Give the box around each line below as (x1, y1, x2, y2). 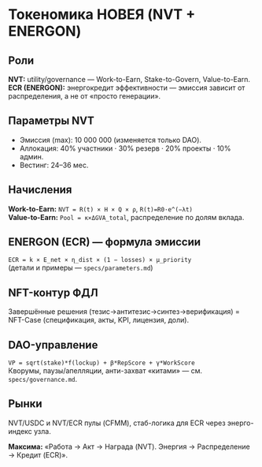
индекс (8, 426, 33, 435)
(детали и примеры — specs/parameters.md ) (8, 263, 153, 273)
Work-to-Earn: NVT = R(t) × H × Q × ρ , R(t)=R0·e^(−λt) (8, 204, 193, 214)
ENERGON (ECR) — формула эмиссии (8, 235, 201, 249)
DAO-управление (8, 338, 98, 352)
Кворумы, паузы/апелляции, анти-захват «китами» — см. (8, 366, 203, 375)
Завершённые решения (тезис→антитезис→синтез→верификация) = (8, 307, 240, 316)
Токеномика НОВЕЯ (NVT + (8, 6, 196, 24)
